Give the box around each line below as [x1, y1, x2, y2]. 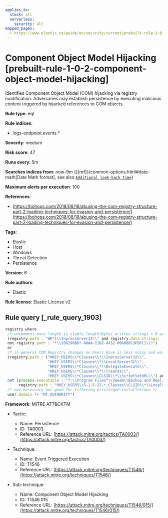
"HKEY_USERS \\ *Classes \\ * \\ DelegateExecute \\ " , [47, 364, 149, 369]
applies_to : [5, 7, 30, 13]
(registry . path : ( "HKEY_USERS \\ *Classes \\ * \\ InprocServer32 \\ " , [7, 355, 146, 360]
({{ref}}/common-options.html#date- [73, 168, 150, 175]
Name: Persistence [19, 420, 59, 426]
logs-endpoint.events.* [12, 130, 60, 136]
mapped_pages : [5, 26, 35, 31]
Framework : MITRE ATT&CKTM [5, 401, 71, 407]
